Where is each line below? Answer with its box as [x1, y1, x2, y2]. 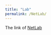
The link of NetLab [5, 24, 42, 30]
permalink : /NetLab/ [5, 12, 47, 16]
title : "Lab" [5, 7, 32, 12]
